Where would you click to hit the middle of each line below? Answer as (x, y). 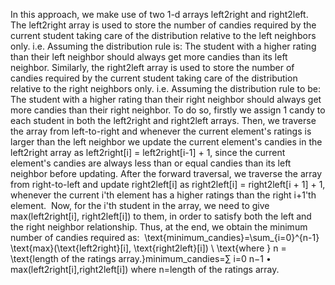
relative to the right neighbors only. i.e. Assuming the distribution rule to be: (166, 88)
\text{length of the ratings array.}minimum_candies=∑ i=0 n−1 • (141, 258)
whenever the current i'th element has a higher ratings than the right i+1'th (163, 195)
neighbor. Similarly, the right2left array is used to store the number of (152, 67)
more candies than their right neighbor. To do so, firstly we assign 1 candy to (168, 110)
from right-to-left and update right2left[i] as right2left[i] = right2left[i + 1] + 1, (168, 184)
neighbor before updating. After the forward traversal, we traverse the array (166, 173)
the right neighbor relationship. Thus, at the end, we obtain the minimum (159, 227)
